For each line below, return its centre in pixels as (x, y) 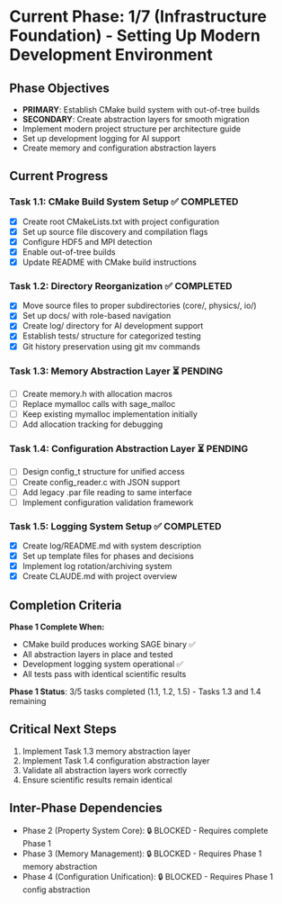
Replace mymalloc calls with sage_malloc (99, 403)
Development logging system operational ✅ (103, 664)
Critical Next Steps (63, 730)
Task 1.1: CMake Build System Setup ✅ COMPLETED (124, 202)
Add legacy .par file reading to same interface (107, 492)
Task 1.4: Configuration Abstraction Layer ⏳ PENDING (129, 449)
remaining (28, 701)
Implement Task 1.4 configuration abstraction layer (116, 760)
